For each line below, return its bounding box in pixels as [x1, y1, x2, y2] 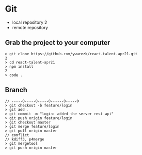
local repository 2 [12, 19, 47, 25]
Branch [5, 86, 28, 94]
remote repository [12, 24, 48, 30]
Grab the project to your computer [5, 39, 110, 47]
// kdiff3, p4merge [5, 137, 45, 141]
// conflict [5, 132, 29, 138]
